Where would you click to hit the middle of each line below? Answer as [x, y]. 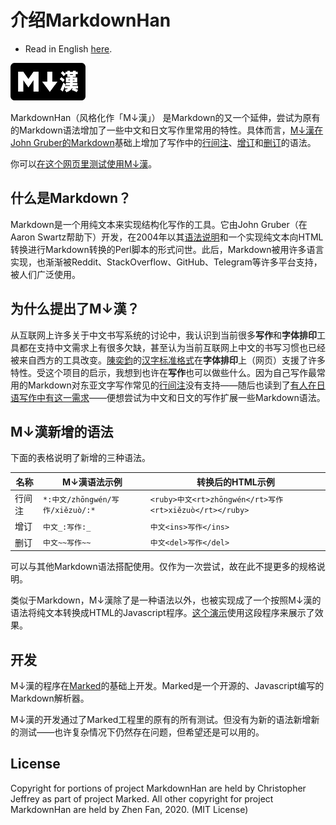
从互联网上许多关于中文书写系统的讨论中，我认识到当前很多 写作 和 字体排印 [163, 335]
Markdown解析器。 [50, 698]
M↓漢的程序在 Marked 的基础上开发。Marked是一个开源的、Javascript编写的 [167, 685]
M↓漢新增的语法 [62, 431]
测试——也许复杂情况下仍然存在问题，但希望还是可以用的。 [141, 732]
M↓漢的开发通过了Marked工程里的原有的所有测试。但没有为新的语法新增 [161, 719]
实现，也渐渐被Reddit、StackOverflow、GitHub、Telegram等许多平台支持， [166, 262]
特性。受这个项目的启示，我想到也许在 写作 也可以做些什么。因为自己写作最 [163, 372]
